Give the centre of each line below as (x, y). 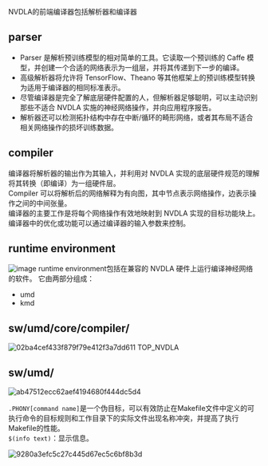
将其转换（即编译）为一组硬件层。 (64, 183)
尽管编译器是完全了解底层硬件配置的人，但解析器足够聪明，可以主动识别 (138, 97)
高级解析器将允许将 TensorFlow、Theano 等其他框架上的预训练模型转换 (137, 77)
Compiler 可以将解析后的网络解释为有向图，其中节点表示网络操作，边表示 (129, 193)
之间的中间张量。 (43, 203)
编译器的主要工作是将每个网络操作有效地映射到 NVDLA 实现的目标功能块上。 (134, 213)
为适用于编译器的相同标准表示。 (72, 87)
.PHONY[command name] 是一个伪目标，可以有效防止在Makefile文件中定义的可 (132, 409)
